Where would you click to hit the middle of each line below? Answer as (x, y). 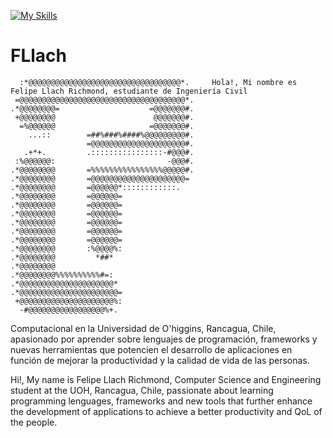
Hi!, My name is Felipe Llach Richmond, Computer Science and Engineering (166, 379)
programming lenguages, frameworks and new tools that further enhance (161, 401)
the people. (34, 422)
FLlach (39, 56)
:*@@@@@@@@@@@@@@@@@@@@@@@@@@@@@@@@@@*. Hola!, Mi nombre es (158, 82)
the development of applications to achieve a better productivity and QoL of (166, 411)
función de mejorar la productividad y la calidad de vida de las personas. (160, 360)
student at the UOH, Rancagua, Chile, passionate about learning (142, 390)
